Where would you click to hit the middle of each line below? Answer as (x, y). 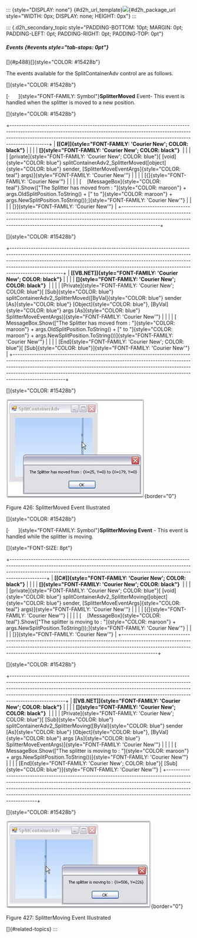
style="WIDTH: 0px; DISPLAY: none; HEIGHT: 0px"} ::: (71, 16)
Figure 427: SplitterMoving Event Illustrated (59, 917)
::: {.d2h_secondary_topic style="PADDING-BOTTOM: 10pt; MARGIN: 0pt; (95, 27)
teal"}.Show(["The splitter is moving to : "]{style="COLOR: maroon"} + (91, 622)
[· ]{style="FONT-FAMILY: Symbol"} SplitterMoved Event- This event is (96, 96)
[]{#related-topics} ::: (32, 929)
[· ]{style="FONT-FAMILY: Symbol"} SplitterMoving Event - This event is (97, 530)
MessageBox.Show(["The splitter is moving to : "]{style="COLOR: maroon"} (98, 750)
